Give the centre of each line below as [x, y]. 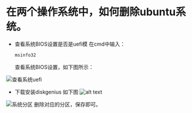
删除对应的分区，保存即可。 [67, 104]
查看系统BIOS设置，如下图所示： [54, 67]
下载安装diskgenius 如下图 [46, 92]
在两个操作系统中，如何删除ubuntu [91, 12]
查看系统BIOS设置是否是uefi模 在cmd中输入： [70, 44]
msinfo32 [25, 55]
